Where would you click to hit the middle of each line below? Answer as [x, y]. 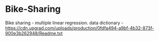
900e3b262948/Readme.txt [34, 33]
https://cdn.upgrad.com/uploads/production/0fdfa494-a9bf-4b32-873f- [80, 28]
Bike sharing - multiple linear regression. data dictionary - [64, 23]
